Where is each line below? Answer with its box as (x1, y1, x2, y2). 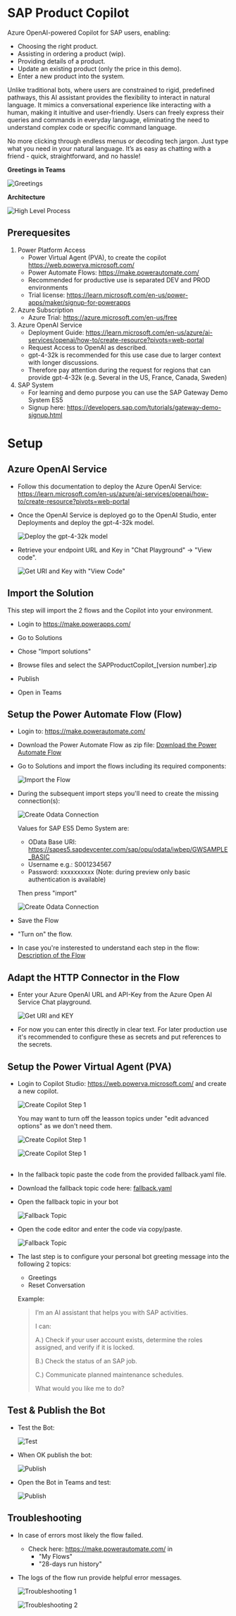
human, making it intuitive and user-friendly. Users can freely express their (7, 108, 224, 116)
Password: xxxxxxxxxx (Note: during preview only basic (27, 868, 191, 876)
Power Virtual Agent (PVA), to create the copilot (27, 253, 167, 262)
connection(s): (17, 797, 61, 805)
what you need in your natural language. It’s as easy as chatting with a (7, 144, 211, 152)
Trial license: (27, 291, 66, 299)
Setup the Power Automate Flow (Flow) (7, 708, 182, 720)
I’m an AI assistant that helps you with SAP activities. (35, 1308, 189, 1317)
